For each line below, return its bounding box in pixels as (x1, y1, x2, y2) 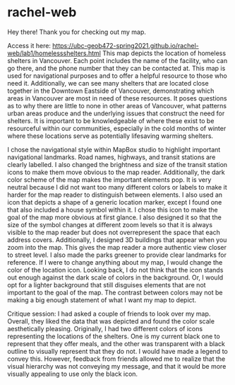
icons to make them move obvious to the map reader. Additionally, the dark (7, 168, 226, 176)
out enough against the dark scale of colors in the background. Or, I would (7, 273, 224, 282)
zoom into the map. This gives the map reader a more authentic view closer (7, 243, 227, 251)
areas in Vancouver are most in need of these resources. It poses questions (7, 93, 227, 103)
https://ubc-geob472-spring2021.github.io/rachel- (52, 41, 199, 50)
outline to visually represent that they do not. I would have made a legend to (7, 347, 228, 355)
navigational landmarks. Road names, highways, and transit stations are (7, 153, 216, 161)
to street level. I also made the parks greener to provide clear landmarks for (7, 251, 227, 259)
